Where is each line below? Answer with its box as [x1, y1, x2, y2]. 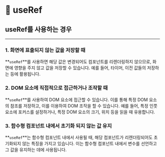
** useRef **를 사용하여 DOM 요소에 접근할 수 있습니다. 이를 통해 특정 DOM [5, 97, 148, 103]
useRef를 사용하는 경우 [5, 25, 72, 33]
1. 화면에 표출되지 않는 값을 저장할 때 [5, 47, 86, 53]
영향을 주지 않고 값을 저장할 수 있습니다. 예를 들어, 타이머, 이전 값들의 [14, 65, 146, 71]
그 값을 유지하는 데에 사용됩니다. [5, 147, 67, 153]
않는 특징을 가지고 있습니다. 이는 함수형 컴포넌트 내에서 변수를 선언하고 [22, 140, 157, 146]
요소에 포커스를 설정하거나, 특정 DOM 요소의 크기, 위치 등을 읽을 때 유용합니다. [5, 109, 156, 115]
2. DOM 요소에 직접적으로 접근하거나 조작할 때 [5, 84, 108, 91]
